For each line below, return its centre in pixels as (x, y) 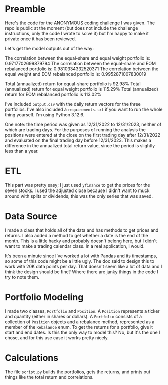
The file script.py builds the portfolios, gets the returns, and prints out (78, 372)
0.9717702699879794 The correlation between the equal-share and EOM (81, 63)
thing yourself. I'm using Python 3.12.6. (45, 115)
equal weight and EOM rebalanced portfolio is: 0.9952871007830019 (76, 74)
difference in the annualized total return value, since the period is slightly (80, 145)
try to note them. (22, 277)
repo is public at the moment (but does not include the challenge (72, 28)
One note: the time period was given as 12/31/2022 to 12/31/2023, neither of (83, 124)
